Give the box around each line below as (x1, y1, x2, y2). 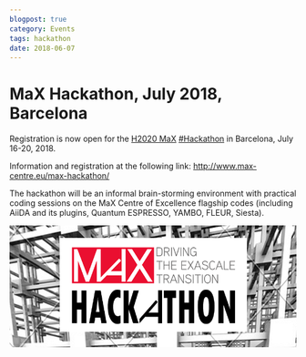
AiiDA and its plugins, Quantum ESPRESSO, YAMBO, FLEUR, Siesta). (9, 208, 264, 219)
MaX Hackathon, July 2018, (9, 84, 223, 105)
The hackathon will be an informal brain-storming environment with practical (9, 188, 297, 199)
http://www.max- (192, 160, 258, 172)
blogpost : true (9, 15, 67, 24)
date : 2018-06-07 (9, 44, 76, 53)
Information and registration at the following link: (9, 160, 191, 172)
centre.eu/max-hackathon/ (9, 170, 110, 181)
